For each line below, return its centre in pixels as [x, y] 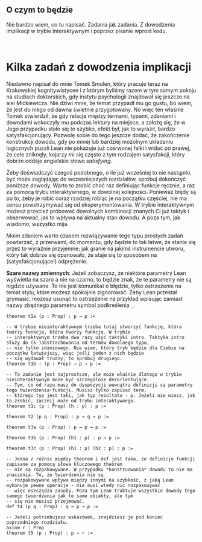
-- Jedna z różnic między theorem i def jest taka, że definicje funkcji [101, 459]
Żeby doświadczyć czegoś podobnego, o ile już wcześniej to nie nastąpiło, [99, 172]
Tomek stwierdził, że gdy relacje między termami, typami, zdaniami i [91, 116]
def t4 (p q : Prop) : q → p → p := [52, 506]
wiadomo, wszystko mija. [38, 224]
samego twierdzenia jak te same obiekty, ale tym [70, 496]
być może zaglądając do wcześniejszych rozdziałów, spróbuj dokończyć [96, 179]
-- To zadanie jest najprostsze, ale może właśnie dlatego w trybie [94, 374]
